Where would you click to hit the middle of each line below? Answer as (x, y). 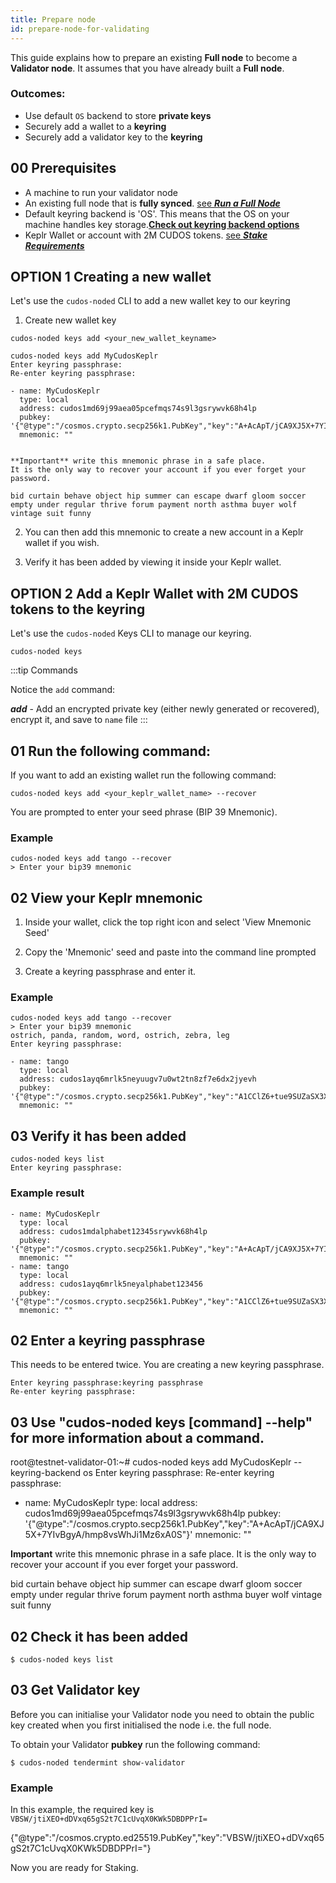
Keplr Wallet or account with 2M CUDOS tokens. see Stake (146, 235)
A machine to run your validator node (101, 192)
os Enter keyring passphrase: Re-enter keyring (179, 1473)
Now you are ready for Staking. (74, 1868)
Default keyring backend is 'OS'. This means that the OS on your (157, 213)
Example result (47, 1193)
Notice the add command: (63, 690)
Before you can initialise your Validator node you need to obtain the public (162, 1714)
